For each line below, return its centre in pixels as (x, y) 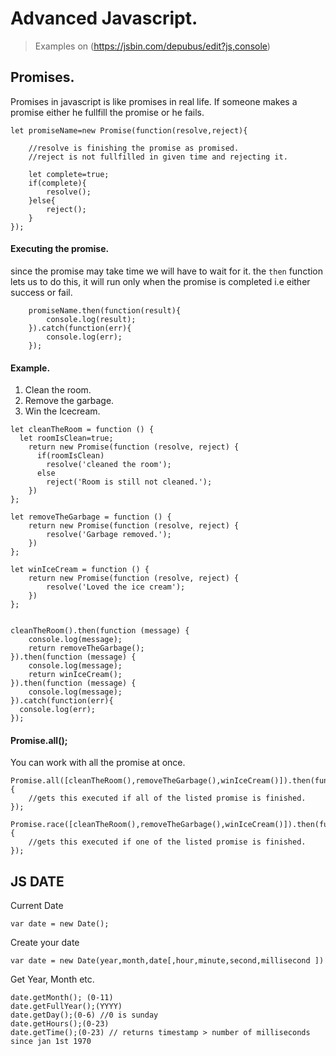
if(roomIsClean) (70, 456)
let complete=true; (69, 174)
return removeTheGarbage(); (86, 648)
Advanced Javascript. (104, 18)
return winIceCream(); (75, 675)
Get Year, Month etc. (52, 979)
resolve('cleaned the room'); (109, 465)
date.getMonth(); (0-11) (62, 998)
